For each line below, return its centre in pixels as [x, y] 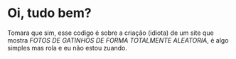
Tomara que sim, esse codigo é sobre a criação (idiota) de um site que [111, 33]
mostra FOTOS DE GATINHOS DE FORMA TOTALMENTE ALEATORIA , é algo [118, 40]
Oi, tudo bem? [49, 13]
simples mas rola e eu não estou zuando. [68, 48]
